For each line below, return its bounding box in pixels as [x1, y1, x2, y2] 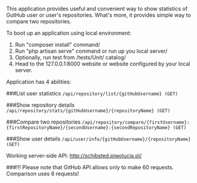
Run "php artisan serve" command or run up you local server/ [14, 47, 168, 55]
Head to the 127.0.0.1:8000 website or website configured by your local [14, 60, 190, 67]
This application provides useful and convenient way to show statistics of [6, 5, 188, 12]
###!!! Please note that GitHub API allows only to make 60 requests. [6, 164, 174, 170]
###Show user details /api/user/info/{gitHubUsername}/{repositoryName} [6, 135, 191, 142]
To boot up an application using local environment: [6, 29, 132, 37]
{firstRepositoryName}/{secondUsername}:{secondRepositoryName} [6, 125, 171, 131]
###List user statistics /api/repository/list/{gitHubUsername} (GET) [6, 90, 178, 97]
